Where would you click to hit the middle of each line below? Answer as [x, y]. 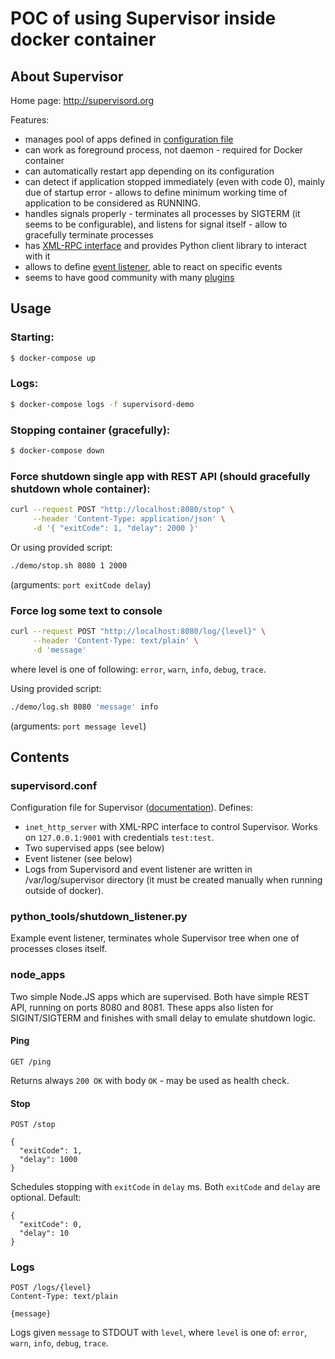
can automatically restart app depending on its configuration [149, 171]
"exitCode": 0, [51, 1225]
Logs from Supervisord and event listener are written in [138, 869]
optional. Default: [46, 1198]
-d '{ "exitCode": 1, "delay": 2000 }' [115, 528]
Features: [30, 120]
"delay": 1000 [48, 1160]
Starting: [32, 337]
